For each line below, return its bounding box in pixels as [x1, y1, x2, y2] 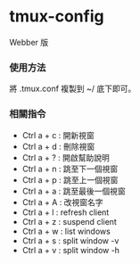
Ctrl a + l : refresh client [21, 207, 110, 218]
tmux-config [9, 6, 104, 27]
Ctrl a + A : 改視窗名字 [21, 196, 103, 207]
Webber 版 [9, 37, 49, 47]
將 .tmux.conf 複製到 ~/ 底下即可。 [9, 83, 136, 95]
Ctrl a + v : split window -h [21, 244, 120, 255]
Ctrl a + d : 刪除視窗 [21, 141, 95, 152]
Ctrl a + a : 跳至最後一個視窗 [21, 186, 127, 196]
